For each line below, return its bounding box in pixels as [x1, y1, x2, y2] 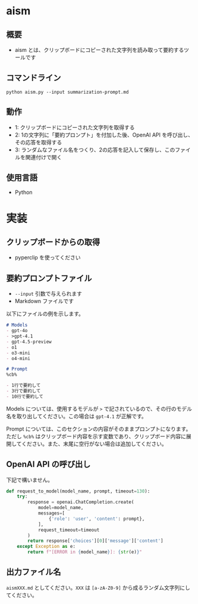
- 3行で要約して [6, 388, 41, 394]
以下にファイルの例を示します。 [6, 310, 84, 317]
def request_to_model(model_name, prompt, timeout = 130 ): [6, 488, 150, 494]
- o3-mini [6, 350, 31, 356]
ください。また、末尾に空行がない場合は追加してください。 [21, 440, 168, 447]
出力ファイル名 [6, 567, 61, 577]
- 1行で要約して [6, 383, 41, 389]
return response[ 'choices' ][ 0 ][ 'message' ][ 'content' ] [27, 538, 164, 544]
